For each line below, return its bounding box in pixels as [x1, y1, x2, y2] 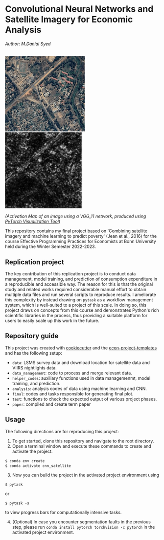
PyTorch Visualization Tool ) [5, 219, 61, 224]
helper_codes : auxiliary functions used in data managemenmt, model [12, 375, 151, 381]
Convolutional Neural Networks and [5, 3, 154, 15]
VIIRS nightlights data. [12, 365, 57, 370]
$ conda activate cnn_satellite [5, 463, 71, 468]
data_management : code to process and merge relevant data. [12, 370, 132, 376]
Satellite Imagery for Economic [5, 14, 133, 25]
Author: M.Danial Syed [5, 41, 51, 47]
